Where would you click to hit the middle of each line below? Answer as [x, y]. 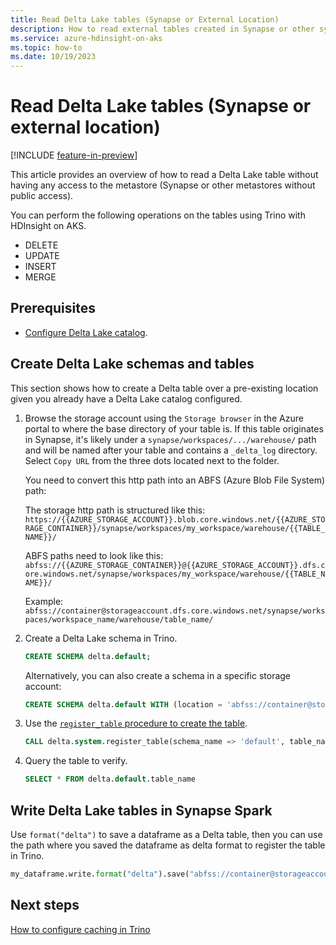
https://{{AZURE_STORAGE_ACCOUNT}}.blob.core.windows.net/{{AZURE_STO [175, 519]
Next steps [45, 905]
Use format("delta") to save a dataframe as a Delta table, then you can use [166, 834]
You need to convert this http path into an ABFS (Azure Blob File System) [175, 480]
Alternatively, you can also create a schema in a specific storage [158, 675]
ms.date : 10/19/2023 [53, 57]
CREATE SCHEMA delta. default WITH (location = [123, 704]
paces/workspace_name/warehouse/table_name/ [119, 619]
